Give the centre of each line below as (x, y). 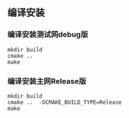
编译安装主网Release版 (47, 81)
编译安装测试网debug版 (48, 35)
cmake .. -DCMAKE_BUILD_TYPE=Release (64, 102)
